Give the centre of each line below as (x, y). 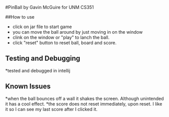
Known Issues (28, 87)
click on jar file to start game (42, 27)
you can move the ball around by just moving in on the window (77, 32)
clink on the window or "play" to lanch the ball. (61, 37)
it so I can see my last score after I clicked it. (51, 109)
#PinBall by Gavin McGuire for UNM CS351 (50, 7)
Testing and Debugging (43, 59)
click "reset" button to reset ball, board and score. (65, 43)
